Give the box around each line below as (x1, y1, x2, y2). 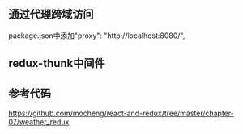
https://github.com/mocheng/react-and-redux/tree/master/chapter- (8, 108, 235, 119)
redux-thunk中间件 (8, 57, 105, 70)
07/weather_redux (8, 117, 70, 127)
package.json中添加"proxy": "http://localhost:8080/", (8, 31, 185, 40)
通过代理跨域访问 (8, 7, 94, 22)
